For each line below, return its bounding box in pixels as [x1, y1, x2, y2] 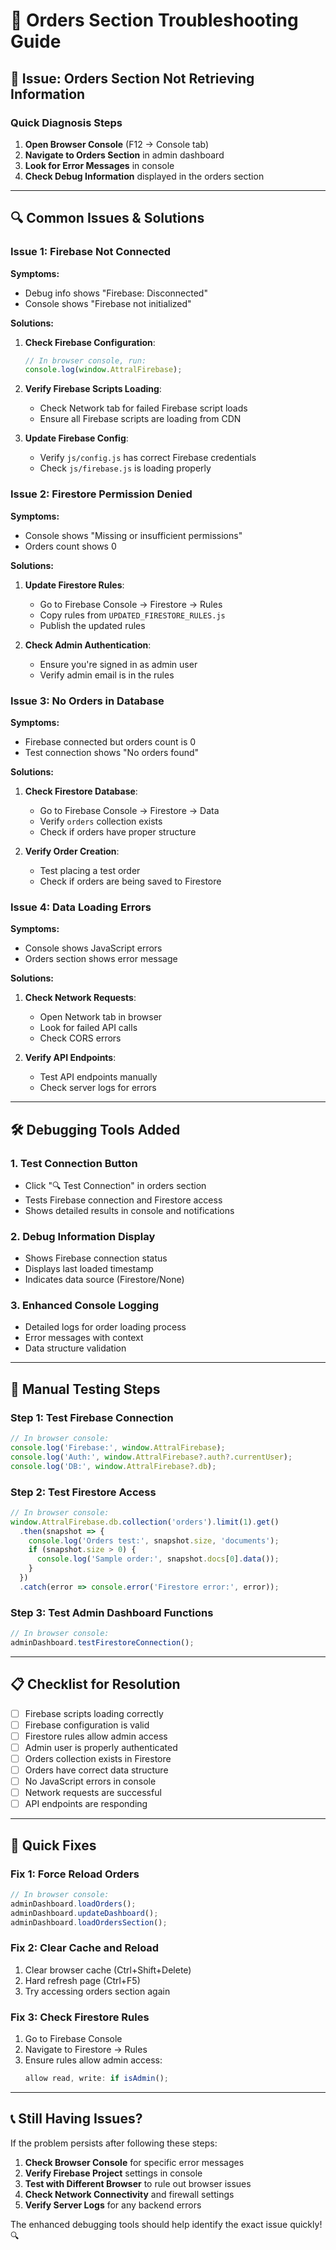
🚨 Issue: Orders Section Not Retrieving [10, 70, 255, 87]
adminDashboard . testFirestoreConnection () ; [10, 1638, 195, 1648]
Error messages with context [24, 1332, 144, 1344]
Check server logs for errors [39, 1082, 157, 1094]
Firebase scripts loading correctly [24, 1707, 164, 1719]
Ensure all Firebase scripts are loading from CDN [39, 413, 242, 425]
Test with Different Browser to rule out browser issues [24, 2177, 252, 2189]
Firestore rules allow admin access [24, 1730, 168, 1742]
